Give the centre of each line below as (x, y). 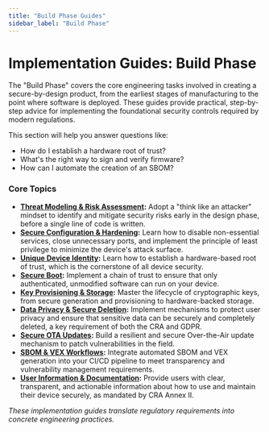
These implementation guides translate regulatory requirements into (122, 410)
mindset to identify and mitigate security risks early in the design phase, (140, 215)
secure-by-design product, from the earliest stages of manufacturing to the (134, 94)
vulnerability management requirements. (87, 369)
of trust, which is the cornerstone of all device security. (112, 266)
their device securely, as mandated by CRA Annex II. (107, 395)
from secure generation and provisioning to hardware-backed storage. (137, 301)
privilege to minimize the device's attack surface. (101, 249)
